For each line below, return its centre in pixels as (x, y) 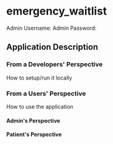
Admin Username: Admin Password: (52, 28)
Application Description (52, 47)
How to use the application (40, 106)
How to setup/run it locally (39, 78)
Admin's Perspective (33, 120)
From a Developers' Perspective (55, 64)
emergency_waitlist (57, 11)
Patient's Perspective (34, 134)
